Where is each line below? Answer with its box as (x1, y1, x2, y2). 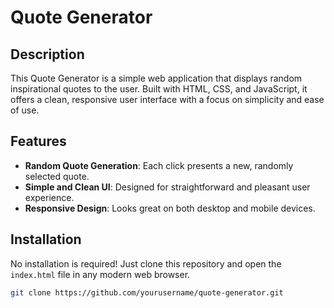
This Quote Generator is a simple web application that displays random (10, 72, 303, 84)
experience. (24, 191, 75, 203)
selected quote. (24, 170, 90, 182)
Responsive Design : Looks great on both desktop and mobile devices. (24, 202, 316, 214)
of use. (10, 104, 40, 116)
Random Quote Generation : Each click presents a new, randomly (24, 159, 294, 171)
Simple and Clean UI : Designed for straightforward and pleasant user (24, 181, 311, 193)
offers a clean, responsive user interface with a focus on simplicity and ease (10, 94, 325, 105)
